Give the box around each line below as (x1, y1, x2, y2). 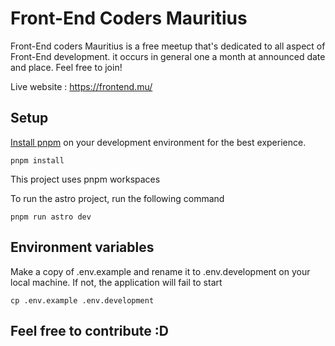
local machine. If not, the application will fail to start (10, 276, 223, 288)
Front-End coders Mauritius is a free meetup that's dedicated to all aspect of (10, 40, 326, 52)
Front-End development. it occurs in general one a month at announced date (10, 50, 326, 62)
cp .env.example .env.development (10, 295, 155, 306)
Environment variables (10, 239, 155, 256)
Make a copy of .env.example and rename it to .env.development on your (10, 265, 311, 277)
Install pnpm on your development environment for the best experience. (10, 136, 307, 148)
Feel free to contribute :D (10, 322, 169, 339)
